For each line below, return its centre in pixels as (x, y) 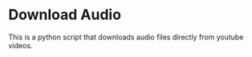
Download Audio (65, 15)
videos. (20, 45)
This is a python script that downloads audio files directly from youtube (126, 37)
